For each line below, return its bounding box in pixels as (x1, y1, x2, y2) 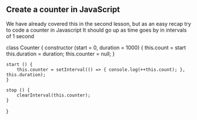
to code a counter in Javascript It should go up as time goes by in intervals (6, 26, 187, 33)
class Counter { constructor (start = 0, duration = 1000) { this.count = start (6, 44, 186, 51)
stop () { (6, 87, 31, 93)
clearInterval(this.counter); (16, 92, 91, 98)
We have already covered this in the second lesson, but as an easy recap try (6, 20, 191, 27)
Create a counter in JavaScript (6, 5, 121, 15)
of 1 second (6, 32, 34, 40)
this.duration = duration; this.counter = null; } (6, 50, 115, 57)
